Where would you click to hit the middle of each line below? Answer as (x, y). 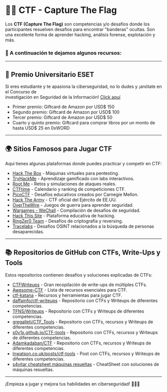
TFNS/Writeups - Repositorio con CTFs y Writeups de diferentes (78, 311)
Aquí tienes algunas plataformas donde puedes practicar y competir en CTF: (83, 163)
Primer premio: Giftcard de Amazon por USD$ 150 (63, 107)
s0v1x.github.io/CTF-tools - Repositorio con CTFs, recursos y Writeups (85, 332)
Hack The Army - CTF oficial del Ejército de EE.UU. (64, 200)
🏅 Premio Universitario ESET (50, 74)
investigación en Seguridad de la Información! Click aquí (63, 97)
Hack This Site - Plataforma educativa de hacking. (64, 215)
